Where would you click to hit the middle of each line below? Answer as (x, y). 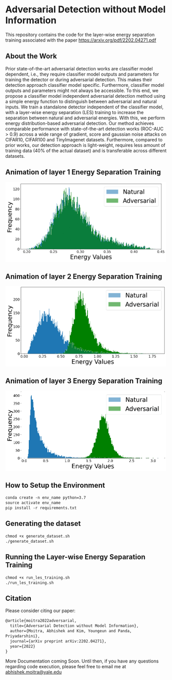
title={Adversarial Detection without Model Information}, (74, 626)
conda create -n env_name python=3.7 (46, 498)
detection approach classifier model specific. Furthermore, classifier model (85, 85)
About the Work (31, 56)
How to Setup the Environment (55, 485)
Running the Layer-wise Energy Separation (75, 557)
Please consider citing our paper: (41, 611)
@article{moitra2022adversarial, (41, 621)
